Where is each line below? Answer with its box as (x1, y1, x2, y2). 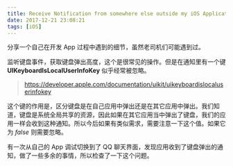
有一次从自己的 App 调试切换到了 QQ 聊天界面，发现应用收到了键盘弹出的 (7, 143, 217, 151)
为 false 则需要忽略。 (7, 128, 68, 136)
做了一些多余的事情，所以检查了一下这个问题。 (19, 151, 153, 160)
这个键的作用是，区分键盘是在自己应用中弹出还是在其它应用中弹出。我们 (7, 102, 214, 110)
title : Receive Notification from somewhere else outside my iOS (7, 10, 200, 17)
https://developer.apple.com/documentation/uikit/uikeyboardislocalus (24, 81, 224, 89)
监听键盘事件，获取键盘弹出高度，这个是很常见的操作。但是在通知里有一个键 (7, 58, 226, 66)
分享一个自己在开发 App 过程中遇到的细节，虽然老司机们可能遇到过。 (7, 43, 205, 51)
